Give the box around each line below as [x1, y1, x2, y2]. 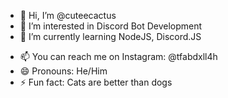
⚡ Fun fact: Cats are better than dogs [19, 76, 173, 88]
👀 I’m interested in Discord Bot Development [19, 20, 203, 32]
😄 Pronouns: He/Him [19, 65, 108, 77]
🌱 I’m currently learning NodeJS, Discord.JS [19, 31, 202, 42]
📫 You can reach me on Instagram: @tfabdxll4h [19, 51, 218, 62]
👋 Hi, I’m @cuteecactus [19, 10, 117, 21]
